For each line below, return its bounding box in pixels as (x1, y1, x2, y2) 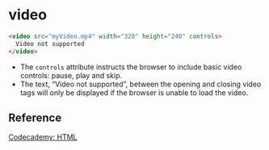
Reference (8, 110, 62, 124)
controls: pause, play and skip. (19, 70, 123, 80)
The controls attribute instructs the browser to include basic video (19, 62, 242, 72)
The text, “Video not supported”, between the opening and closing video (19, 79, 262, 89)
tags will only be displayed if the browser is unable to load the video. (19, 87, 249, 98)
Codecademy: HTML (8, 132, 78, 142)
